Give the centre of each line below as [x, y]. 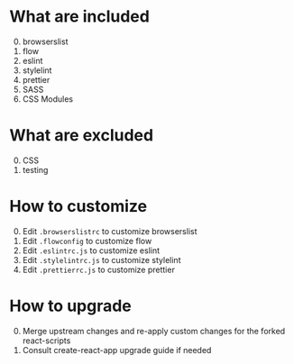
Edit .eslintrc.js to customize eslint [91, 250]
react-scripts [46, 341]
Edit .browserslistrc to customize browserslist [110, 231]
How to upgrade [71, 306]
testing [35, 169]
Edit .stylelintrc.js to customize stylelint [101, 259]
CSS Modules [48, 99]
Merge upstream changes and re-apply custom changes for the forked [154, 331]
